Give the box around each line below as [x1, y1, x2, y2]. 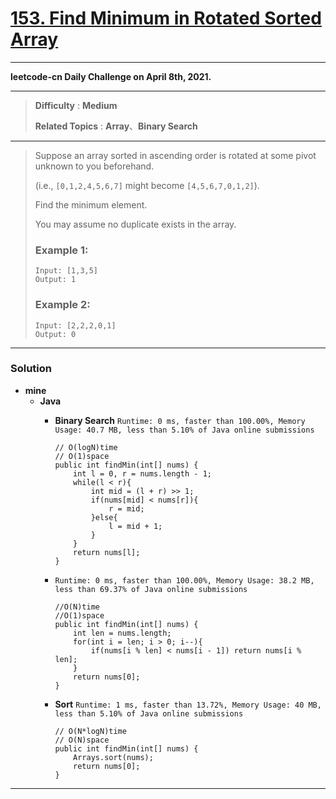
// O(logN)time [54, 442, 118, 452]
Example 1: [34, 243, 89, 257]
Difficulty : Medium [34, 99, 118, 111]
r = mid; [108, 503, 145, 514]
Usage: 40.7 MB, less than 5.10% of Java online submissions [54, 425, 315, 435]
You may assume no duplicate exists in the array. [34, 218, 237, 230]
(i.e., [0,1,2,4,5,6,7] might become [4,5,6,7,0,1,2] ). [34, 179, 260, 191]
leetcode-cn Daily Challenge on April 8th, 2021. [10, 70, 212, 82]
